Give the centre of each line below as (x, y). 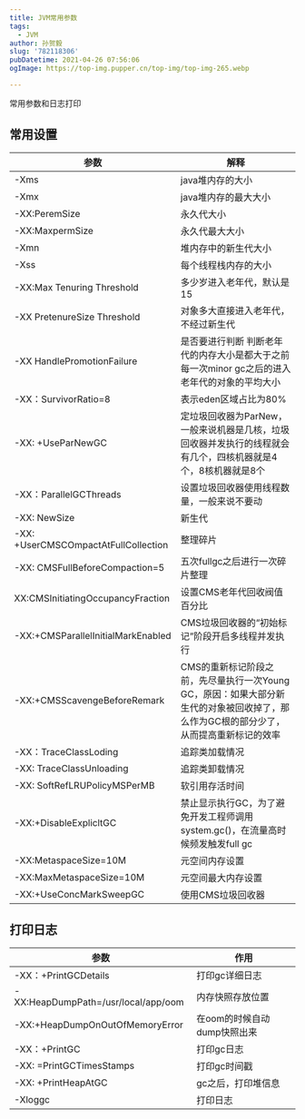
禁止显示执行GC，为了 (228, 802)
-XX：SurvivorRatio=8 (62, 398)
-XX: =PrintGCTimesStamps (74, 1065)
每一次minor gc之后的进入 (236, 368)
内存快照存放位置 (233, 996)
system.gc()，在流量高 (229, 829)
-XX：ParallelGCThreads (68, 494)
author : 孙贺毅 (36, 43)
